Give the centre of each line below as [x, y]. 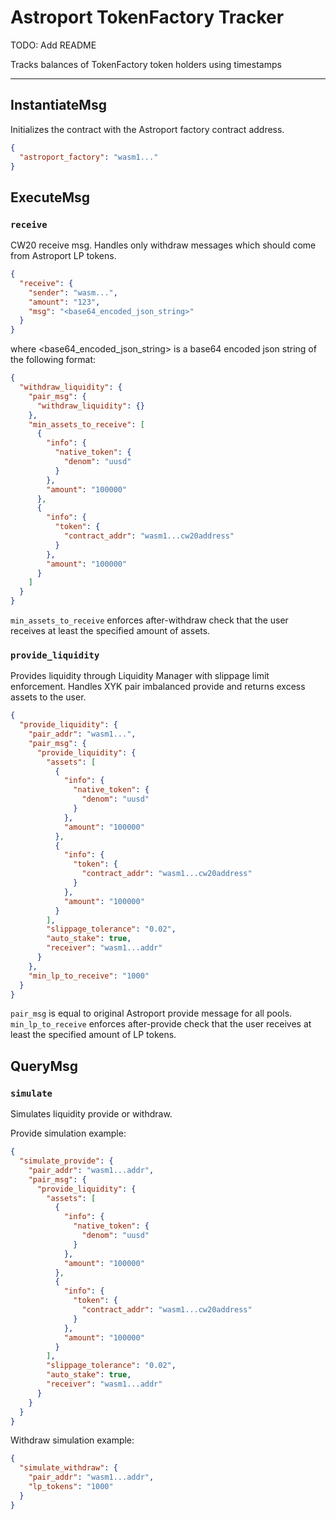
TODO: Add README [53, 45]
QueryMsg [44, 1066]
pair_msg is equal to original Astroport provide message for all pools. [151, 1013]
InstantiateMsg [58, 105]
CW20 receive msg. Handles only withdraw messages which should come [163, 245]
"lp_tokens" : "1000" [71, 1487]
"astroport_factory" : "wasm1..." [89, 157]
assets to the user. [48, 697]
